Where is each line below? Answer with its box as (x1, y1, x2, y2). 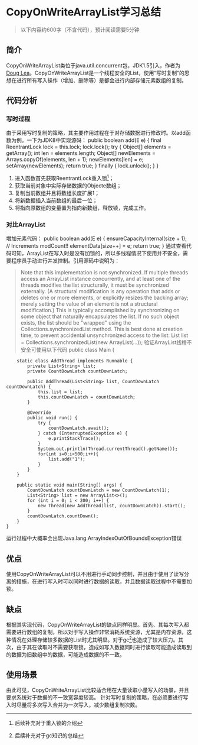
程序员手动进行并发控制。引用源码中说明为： (11, 257, 120, 264)
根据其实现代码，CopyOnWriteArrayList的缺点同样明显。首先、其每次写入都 (6, 621, 190, 629)
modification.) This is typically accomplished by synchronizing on (20, 307, 180, 314)
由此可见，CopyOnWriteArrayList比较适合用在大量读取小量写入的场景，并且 (6, 686, 190, 694)
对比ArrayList (6, 221, 46, 229)
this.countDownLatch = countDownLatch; (37, 394, 136, 400)
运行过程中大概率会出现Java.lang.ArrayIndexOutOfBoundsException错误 (6, 535, 182, 542)
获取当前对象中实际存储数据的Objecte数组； (14, 182, 122, 189)
